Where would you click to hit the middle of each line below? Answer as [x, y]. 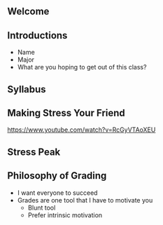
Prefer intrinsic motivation [65, 215]
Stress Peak [34, 152]
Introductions [37, 35]
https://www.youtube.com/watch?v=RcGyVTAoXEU [81, 130]
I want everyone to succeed [57, 193]
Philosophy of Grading [57, 176]
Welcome [28, 12]
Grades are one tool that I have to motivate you [85, 200]
